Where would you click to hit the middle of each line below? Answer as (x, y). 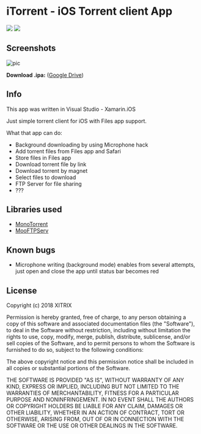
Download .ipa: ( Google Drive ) (45, 75)
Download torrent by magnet (51, 170)
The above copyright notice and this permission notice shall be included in (100, 362)
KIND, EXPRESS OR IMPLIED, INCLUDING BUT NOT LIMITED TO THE (93, 386)
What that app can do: (34, 132)
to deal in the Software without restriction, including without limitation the (98, 330)
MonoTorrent (31, 224)
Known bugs (31, 250)
